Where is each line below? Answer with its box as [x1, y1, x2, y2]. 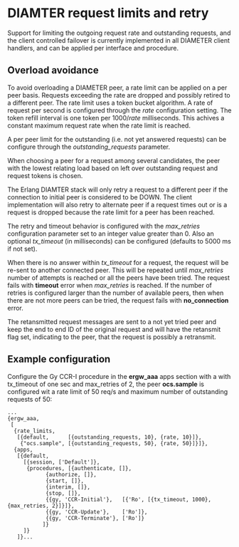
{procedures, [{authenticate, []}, [26, 464, 132, 472]
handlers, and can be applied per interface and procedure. [7, 43, 179, 52]
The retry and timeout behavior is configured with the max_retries [7, 222, 201, 230]
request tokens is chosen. [7, 171, 83, 179]
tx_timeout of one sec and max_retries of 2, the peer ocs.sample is [7, 380, 205, 388]
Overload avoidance [7, 64, 99, 76]
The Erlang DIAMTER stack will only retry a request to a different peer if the [7, 185, 228, 194]
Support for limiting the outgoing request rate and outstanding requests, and [7, 28, 231, 37]
